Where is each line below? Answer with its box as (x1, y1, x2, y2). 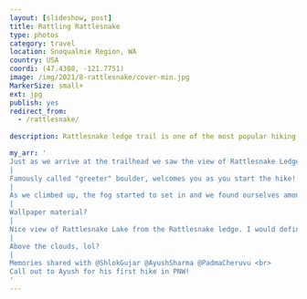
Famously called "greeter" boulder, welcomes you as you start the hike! (9, 174, 297, 183)
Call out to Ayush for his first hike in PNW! (9, 267, 190, 276)
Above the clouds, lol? (9, 242, 101, 251)
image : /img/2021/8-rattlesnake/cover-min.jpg (9, 73, 190, 82)
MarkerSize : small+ (9, 81, 84, 90)
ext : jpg (9, 89, 43, 98)
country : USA (9, 56, 59, 65)
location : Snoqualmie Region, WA (9, 47, 137, 57)
